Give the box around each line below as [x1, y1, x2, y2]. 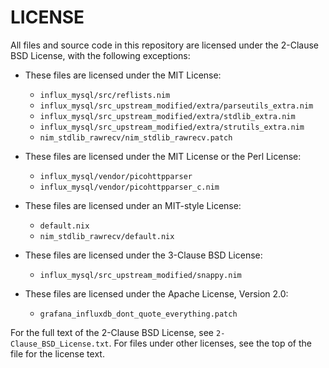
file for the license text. [10, 347, 105, 360]
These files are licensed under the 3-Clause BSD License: [24, 249, 263, 261]
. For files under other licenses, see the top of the [108, 337, 312, 349]
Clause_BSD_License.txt [10, 339, 110, 349]
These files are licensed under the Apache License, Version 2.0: [24, 287, 289, 300]
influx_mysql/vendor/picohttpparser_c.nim [39, 182, 220, 192]
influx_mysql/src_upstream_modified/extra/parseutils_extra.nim [39, 101, 314, 111]
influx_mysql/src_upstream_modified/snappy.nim [39, 270, 242, 280]
